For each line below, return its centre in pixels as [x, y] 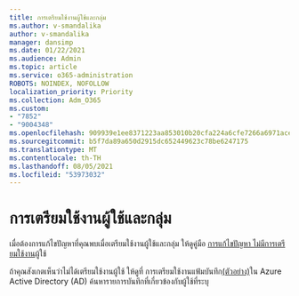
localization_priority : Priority [71, 92]
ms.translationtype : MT [53, 149]
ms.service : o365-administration [71, 76]
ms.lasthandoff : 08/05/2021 [61, 166]
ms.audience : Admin [45, 59]
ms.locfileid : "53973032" [57, 174]
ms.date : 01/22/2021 [48, 51]
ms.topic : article [43, 68]
